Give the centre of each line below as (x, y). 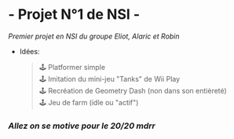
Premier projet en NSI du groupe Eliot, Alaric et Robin (94, 36)
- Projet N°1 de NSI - (74, 15)
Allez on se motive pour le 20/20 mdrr (82, 126)
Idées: (29, 51)
